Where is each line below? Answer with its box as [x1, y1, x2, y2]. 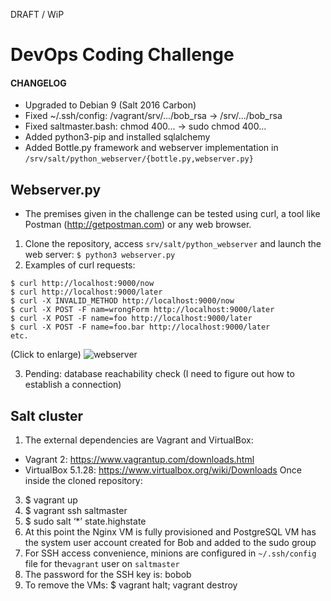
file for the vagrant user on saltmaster [24, 558, 180, 570]
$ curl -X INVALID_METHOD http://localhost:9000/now [10, 296, 235, 306]
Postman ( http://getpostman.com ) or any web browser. [24, 219, 252, 231]
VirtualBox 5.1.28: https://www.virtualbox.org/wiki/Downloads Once [24, 464, 302, 476]
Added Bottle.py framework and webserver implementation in [24, 142, 279, 154]
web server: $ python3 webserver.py [24, 249, 176, 261]
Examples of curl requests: [24, 259, 136, 271]
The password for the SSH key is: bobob [24, 569, 192, 581]
